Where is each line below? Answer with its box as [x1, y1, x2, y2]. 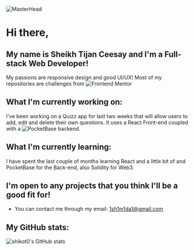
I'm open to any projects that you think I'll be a [6, 181, 178, 191]
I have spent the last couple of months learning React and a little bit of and [6, 157, 186, 165]
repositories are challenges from [6, 80, 85, 87]
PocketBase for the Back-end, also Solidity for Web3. [6, 164, 135, 171]
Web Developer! [28, 59, 89, 69]
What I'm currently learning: [6, 142, 112, 152]
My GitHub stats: [6, 222, 69, 232]
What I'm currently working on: [6, 97, 123, 107]
